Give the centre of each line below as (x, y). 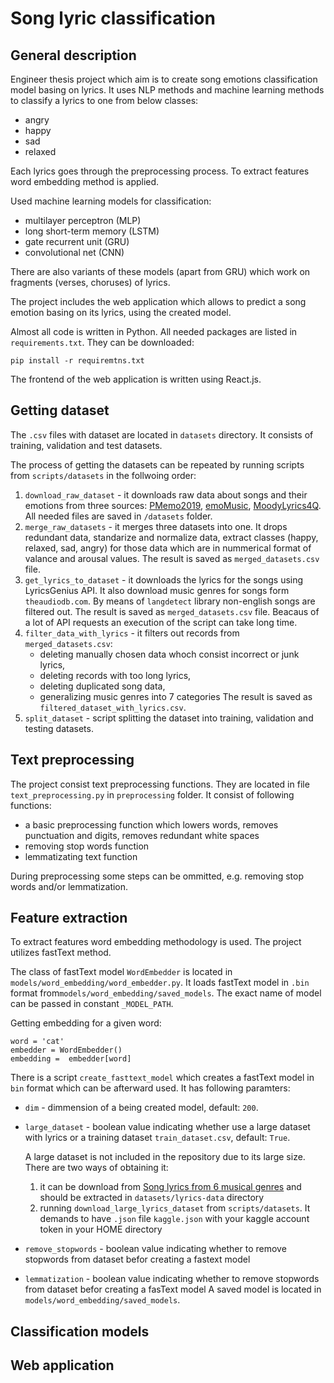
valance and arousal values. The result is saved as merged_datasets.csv (172, 558)
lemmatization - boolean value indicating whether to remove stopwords (172, 1279)
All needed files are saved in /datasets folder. (118, 516)
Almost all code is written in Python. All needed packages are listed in (154, 331)
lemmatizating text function (81, 856)
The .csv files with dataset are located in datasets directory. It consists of (162, 434)
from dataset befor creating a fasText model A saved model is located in (173, 1289)
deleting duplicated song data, (102, 686)
